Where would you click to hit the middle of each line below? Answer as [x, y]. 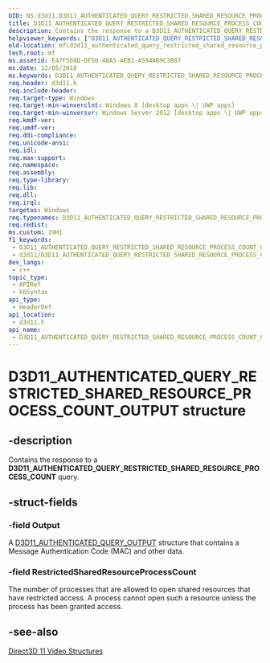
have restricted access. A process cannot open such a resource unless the [132, 598]
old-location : [32, 46]
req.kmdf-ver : [32, 121]
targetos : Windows [39, 210]
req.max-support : [37, 158]
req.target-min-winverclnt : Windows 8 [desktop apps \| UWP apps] [122, 105]
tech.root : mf [32, 53]
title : [19, 23]
